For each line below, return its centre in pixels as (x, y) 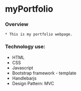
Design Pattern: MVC (33, 83)
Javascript (23, 68)
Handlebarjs (24, 78)
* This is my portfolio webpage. (39, 34)
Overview (17, 24)
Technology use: (25, 46)
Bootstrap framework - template (44, 73)
